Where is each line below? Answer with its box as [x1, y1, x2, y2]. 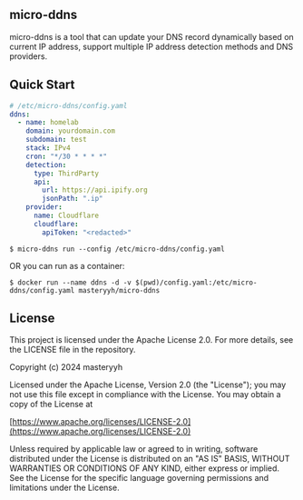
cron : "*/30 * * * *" [25, 152, 107, 161]
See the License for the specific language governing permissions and [9, 473, 269, 484]
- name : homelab [17, 118, 79, 127]
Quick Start [9, 77, 75, 93]
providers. [9, 50, 48, 62]
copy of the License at [9, 399, 93, 410]
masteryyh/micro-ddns [78, 285, 161, 295]
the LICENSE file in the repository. [9, 345, 136, 355]
